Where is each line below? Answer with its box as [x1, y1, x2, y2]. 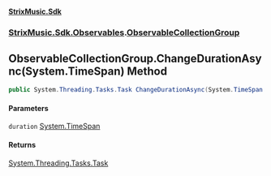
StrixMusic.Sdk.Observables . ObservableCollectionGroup [8, 27, 240, 38]
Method [127, 64, 168, 78]
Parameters [8, 103, 49, 113]
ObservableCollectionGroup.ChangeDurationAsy [8, 51, 262, 65]
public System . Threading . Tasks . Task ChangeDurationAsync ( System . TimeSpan [8, 86, 264, 94]
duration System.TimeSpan [8, 122, 101, 131]
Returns [8, 140, 37, 149]
